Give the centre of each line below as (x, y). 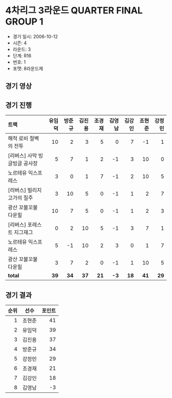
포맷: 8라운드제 (28, 68)
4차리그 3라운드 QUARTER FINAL (74, 10)
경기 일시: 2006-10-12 (35, 36)
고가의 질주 (20, 198)
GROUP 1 (24, 22)
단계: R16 (22, 56)
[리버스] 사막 (23, 156)
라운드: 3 (22, 49)
